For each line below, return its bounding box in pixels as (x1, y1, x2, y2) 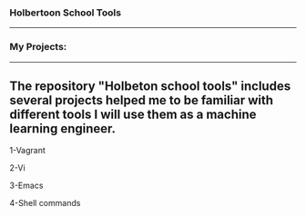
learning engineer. (9, 121, 117, 136)
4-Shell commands (9, 198, 81, 209)
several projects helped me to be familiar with (9, 93, 274, 108)
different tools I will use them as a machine (9, 106, 257, 122)
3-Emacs (9, 180, 44, 191)
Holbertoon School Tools (9, 6, 121, 19)
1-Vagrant (9, 145, 46, 156)
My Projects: (9, 41, 67, 54)
